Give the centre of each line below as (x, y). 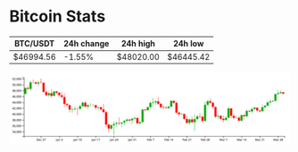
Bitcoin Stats (58, 17)
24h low (188, 44)
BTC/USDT (35, 44)
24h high (138, 44)
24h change (87, 44)
